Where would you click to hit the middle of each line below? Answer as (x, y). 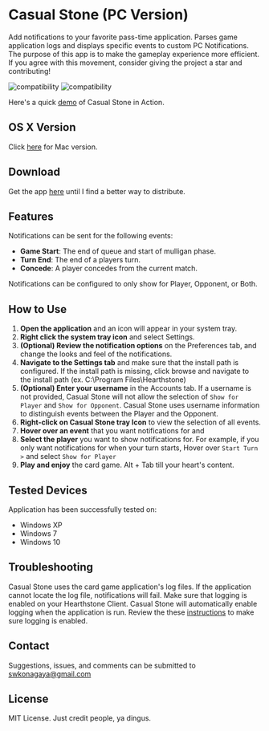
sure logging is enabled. (48, 620)
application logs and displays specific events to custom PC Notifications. (128, 45)
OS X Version (42, 127)
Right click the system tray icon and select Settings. (107, 337)
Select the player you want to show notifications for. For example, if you (139, 440)
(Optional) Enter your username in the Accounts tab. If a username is (135, 388)
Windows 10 (40, 542)
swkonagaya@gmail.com (50, 674)
